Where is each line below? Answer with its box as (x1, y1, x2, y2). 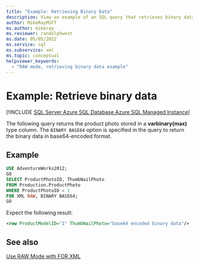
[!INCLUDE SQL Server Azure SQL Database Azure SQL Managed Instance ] (6, 109, 191, 116)
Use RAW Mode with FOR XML (6, 253, 81, 260)
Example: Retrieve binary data (6, 89, 158, 102)
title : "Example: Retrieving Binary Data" (6, 8, 113, 15)
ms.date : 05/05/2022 (6, 36, 57, 42)
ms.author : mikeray (6, 25, 54, 31)
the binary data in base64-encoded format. (6, 132, 112, 140)
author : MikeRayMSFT (6, 20, 57, 25)
